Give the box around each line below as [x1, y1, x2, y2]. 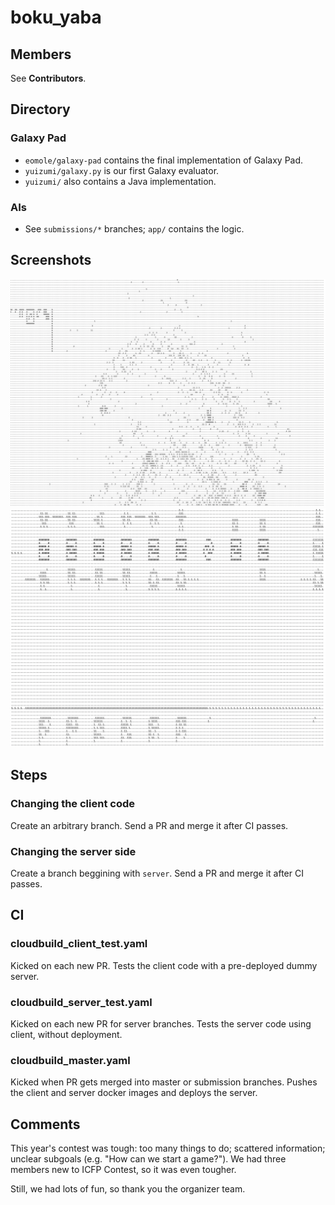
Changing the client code [10, 797, 135, 811]
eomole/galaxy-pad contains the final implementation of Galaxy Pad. [24, 154, 304, 166]
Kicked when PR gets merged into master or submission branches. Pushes [10, 1076, 318, 1088]
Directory [10, 101, 71, 118]
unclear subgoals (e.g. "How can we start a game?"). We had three [10, 1153, 287, 1165]
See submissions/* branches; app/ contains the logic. [24, 222, 245, 235]
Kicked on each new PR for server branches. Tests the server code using [10, 1017, 312, 1030]
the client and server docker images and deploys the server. [10, 1087, 258, 1099]
